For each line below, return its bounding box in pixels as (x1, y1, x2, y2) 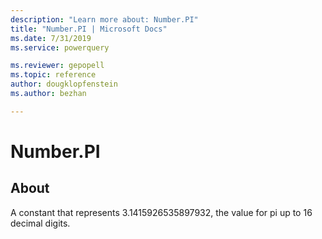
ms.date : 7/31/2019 (10, 33, 92, 43)
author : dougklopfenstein (10, 79, 118, 90)
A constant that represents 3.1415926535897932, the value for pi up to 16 (10, 206, 313, 218)
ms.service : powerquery (10, 42, 110, 53)
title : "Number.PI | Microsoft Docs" (10, 24, 168, 34)
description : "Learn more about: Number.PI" (10, 14, 199, 25)
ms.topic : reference (10, 70, 97, 80)
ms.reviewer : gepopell (10, 61, 105, 71)
